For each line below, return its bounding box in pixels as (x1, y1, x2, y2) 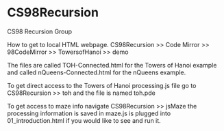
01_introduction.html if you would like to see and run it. (7, 116, 161, 124)
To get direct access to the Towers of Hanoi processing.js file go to (7, 81, 197, 89)
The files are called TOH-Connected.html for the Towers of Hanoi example (7, 61, 217, 69)
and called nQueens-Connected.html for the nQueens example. (7, 68, 186, 76)
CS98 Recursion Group (7, 27, 73, 35)
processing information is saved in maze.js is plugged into (7, 109, 171, 117)
